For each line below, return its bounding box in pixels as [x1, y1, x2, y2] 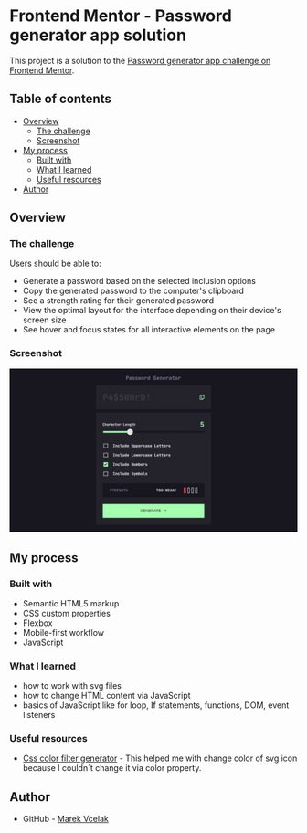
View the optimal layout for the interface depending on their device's [22, 305, 281, 316]
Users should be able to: [9, 258, 102, 269]
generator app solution [9, 25, 187, 46]
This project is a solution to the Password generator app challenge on [9, 55, 271, 66]
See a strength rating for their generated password [22, 295, 215, 306]
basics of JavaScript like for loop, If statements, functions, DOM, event [22, 700, 290, 711]
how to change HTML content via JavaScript [22, 691, 191, 701]
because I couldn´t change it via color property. [22, 763, 202, 774]
